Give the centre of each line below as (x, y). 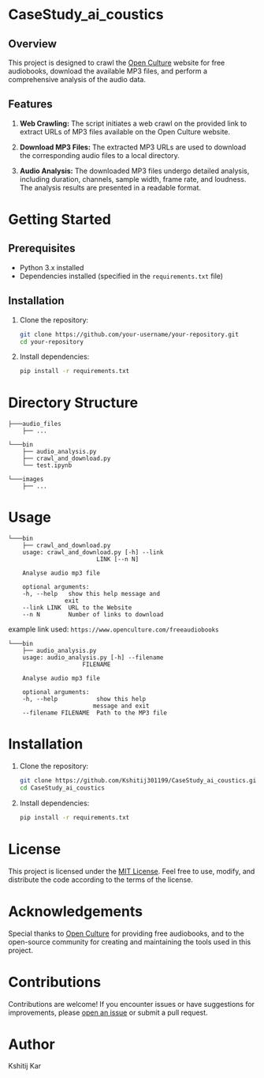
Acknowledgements (76, 911)
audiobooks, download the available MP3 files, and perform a (108, 71)
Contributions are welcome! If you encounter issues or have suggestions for (131, 1004)
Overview (33, 44)
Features (30, 104)
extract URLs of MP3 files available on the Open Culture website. (125, 131)
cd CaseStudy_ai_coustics (62, 788)
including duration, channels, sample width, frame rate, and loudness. (133, 179)
